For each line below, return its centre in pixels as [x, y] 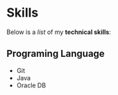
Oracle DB [31, 85]
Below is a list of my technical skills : [59, 32]
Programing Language [56, 54]
